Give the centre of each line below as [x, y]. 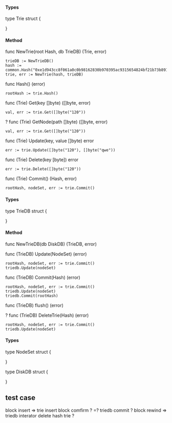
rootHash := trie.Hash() [32, 93]
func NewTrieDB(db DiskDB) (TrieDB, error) [51, 244]
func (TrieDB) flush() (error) [35, 305]
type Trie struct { [23, 18]
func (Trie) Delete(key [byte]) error [42, 160]
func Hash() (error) [25, 84]
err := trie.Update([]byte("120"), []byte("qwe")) [60, 150]
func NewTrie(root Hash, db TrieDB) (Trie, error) [56, 52]
